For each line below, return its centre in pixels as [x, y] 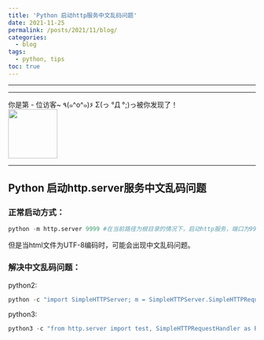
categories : [27, 37]
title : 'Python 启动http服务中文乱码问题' [73, 15]
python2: [23, 285]
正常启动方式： [37, 213]
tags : [17, 52]
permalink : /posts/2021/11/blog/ [63, 30]
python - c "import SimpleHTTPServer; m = [77, 299]
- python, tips [40, 60]
